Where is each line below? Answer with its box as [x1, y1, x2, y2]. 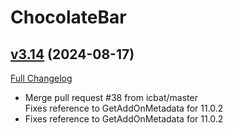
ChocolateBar [10, 6, 127, 29]
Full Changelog [10, 72, 73, 84]
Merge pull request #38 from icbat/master [24, 92, 198, 103]
